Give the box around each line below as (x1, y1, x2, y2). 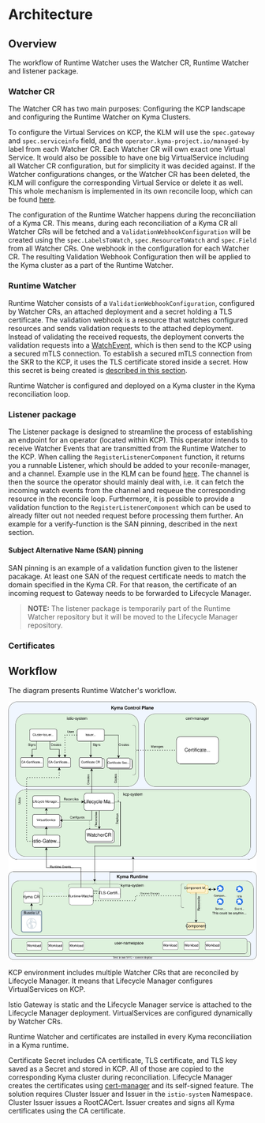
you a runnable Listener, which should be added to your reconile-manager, (8, 460, 251, 469)
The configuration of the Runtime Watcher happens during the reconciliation (8, 210, 256, 220)
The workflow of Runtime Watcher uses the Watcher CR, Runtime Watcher (8, 58, 250, 67)
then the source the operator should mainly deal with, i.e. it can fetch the (8, 477, 244, 487)
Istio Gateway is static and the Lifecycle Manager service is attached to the (8, 1000, 252, 1009)
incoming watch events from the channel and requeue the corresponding (8, 485, 246, 495)
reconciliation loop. (8, 389, 71, 398)
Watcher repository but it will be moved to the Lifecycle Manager (27, 612, 238, 622)
